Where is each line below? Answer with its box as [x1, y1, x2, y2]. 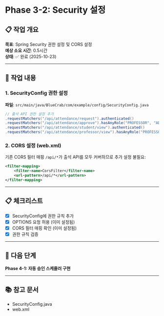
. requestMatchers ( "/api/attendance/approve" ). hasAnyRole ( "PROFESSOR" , [5, 121, 152, 126]
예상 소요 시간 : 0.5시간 [5, 47, 48, 53]
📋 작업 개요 [5, 25, 39, 34]
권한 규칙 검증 [12, 231, 39, 237]
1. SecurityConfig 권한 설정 [5, 90, 68, 97]
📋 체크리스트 [5, 197, 43, 205]
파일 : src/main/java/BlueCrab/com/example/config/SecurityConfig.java [5, 102, 149, 107]
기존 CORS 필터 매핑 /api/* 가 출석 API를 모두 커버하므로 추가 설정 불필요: [5, 154, 146, 160]
